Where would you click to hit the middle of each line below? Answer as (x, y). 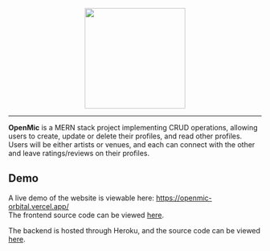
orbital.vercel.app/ (39, 206)
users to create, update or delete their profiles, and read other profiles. (125, 136)
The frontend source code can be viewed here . (86, 215)
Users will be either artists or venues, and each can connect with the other (132, 144)
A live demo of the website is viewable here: (82, 198)
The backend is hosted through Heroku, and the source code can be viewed (135, 230)
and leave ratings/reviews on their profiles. (79, 153)
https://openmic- (184, 198)
